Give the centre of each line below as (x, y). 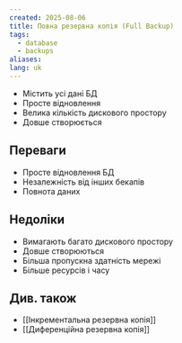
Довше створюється (62, 122)
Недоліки (37, 220)
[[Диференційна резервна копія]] (86, 329)
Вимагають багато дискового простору (97, 241)
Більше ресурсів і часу (66, 270)
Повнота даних (51, 191)
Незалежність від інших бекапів (83, 182)
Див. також (43, 298)
